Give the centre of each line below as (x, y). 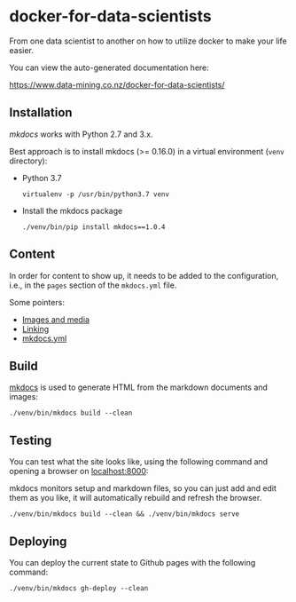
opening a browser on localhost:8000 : (79, 471)
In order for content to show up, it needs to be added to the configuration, (144, 275)
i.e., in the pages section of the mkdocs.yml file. (93, 285)
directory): (28, 161)
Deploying (38, 541)
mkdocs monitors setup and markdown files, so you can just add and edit (143, 488)
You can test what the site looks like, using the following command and (139, 462)
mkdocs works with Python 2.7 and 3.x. (81, 134)
